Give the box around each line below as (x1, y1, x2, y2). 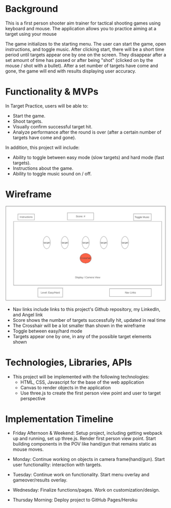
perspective (20, 395, 46, 402)
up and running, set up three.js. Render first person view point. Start (12, 435, 156, 441)
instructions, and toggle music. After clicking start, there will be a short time (5, 46, 165, 52)
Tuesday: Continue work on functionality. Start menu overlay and (12, 472, 150, 478)
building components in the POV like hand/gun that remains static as (12, 441, 157, 447)
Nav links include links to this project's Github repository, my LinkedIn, (12, 306, 161, 312)
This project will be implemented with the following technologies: (12, 373, 150, 380)
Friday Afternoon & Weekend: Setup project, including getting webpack (12, 430, 162, 436)
